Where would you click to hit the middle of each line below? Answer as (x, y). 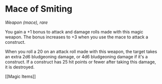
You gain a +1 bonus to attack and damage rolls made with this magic (74, 32)
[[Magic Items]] (21, 76)
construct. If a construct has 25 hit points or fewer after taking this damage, (81, 62)
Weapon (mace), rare (26, 22)
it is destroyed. (20, 67)
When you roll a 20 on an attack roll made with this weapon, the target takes (81, 51)
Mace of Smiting (39, 9)
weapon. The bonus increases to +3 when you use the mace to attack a (77, 37)
